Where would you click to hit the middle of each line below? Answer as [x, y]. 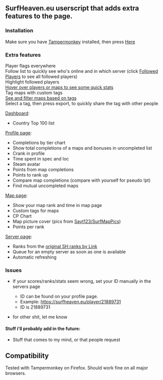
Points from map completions [43, 170]
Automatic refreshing [35, 257]
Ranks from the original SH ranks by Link [55, 246]
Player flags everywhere [31, 66]
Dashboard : [17, 113]
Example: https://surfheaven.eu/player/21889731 [70, 302]
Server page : [19, 236]
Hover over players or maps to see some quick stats [59, 87]
